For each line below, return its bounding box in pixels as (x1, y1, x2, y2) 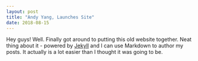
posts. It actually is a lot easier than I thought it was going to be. (6, 49, 163, 56)
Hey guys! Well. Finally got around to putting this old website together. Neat (6, 36, 192, 43)
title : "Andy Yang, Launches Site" (6, 14, 95, 20)
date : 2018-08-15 (6, 20, 49, 25)
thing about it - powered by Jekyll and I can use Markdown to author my (6, 42, 184, 49)
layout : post (6, 8, 39, 15)
